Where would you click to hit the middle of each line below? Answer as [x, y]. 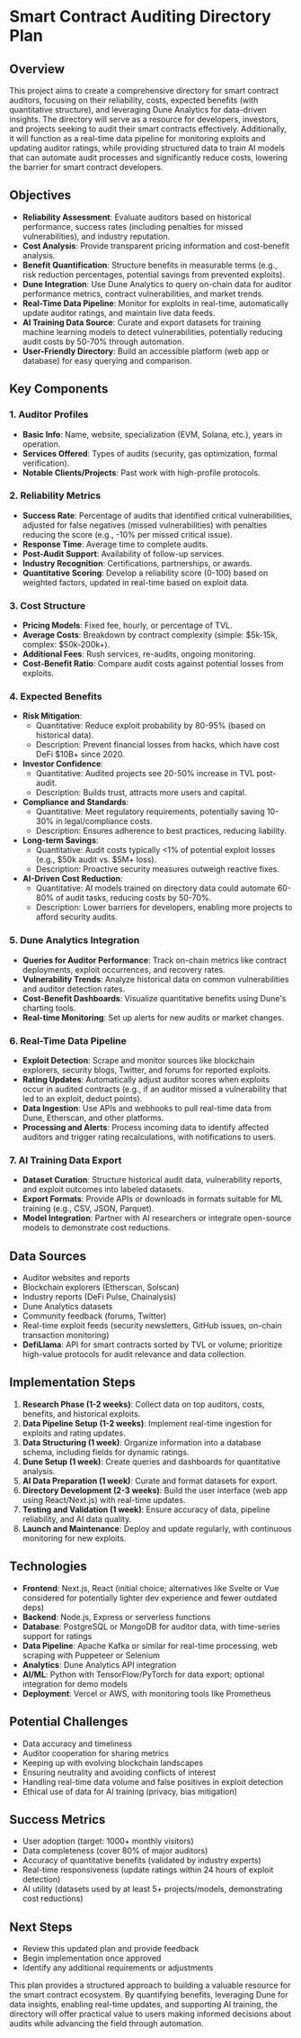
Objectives [40, 195]
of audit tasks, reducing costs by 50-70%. [133, 898]
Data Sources [48, 1256]
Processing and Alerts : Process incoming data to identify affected [146, 1127]
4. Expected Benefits [56, 697]
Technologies [49, 1567]
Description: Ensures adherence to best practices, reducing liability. [161, 831]
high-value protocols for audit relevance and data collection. [134, 1354]
